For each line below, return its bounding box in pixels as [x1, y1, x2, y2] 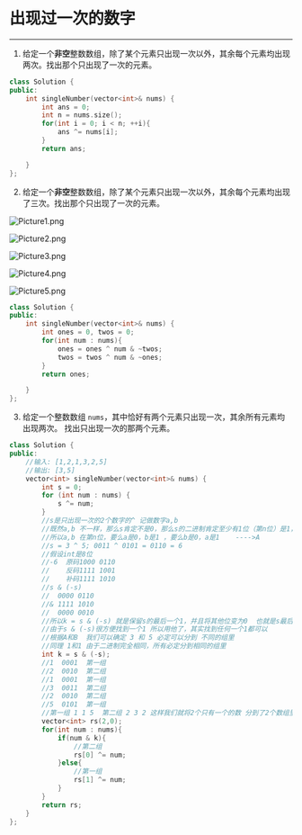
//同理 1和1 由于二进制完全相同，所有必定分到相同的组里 [41, 642, 226, 651]
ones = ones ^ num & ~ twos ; [57, 344, 164, 354]
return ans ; [41, 144, 87, 153]
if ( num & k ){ [57, 733, 106, 742]
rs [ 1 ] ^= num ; [73, 776, 127, 785]
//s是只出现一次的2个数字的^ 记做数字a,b [41, 516, 179, 525]
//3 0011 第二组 [41, 683, 106, 693]
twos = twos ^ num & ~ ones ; [57, 353, 164, 362]
